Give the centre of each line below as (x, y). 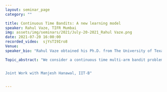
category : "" (19, 14)
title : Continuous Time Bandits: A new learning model (63, 23)
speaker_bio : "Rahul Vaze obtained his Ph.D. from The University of (79, 51)
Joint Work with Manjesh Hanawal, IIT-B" (49, 73)
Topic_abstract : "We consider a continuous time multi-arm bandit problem (84, 60)
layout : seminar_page (28, 10)
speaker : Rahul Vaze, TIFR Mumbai (41, 28)
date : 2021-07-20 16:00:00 (33, 37)
